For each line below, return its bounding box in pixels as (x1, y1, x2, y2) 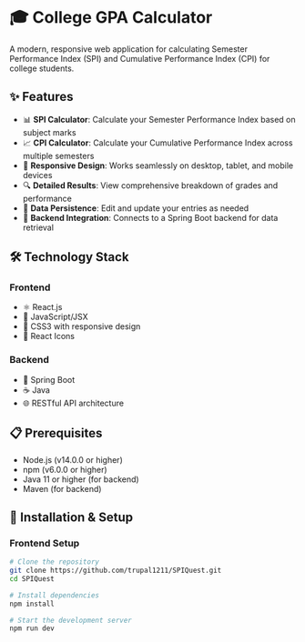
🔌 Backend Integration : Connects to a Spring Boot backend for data (22, 212, 279, 223)
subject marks (22, 126, 76, 137)
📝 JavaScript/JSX (22, 311, 88, 323)
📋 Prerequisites (9, 426, 103, 441)
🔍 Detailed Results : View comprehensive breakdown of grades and (22, 179, 279, 191)
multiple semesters (22, 150, 95, 161)
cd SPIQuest (9, 574, 55, 583)
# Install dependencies (9, 590, 100, 600)
